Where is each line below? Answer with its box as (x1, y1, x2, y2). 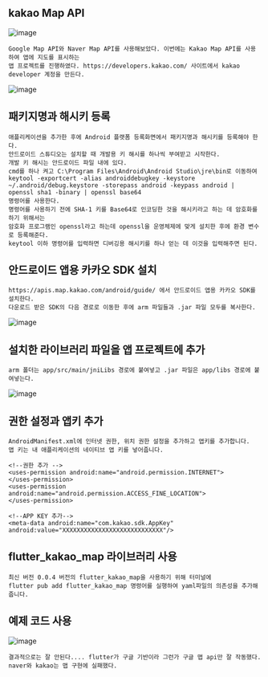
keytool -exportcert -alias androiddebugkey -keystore (8, 174, 196, 182)
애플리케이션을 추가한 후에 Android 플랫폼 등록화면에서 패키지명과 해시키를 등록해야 (8, 133, 250, 141)
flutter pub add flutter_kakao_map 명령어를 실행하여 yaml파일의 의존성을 (8, 581, 238, 589)
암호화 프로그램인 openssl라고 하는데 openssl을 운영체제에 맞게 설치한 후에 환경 (8, 222, 245, 230)
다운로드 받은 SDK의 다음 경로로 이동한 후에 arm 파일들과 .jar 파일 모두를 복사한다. (8, 304, 256, 312)
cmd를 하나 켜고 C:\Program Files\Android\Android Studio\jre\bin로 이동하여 (8, 167, 258, 175)
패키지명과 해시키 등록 (8, 110, 111, 124)
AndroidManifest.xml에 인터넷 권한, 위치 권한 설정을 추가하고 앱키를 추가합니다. (8, 438, 250, 446)
